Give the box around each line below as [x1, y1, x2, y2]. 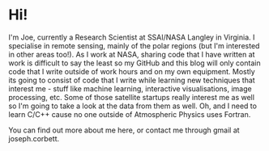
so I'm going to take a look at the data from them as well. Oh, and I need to [8, 101, 258, 111]
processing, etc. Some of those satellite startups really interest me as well [8, 92, 255, 102]
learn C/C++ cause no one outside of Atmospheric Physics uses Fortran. [8, 109, 251, 119]
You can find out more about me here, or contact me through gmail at [8, 125, 241, 135]
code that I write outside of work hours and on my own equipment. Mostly [8, 66, 255, 76]
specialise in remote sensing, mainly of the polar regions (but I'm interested [8, 40, 260, 50]
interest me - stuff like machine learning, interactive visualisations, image [8, 83, 253, 94]
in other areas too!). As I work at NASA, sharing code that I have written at [8, 49, 255, 59]
